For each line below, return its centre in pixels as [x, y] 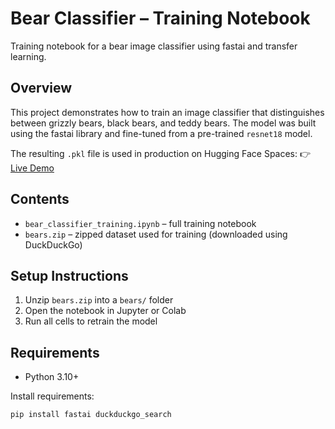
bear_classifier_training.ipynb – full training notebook [140, 223]
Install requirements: [52, 396]
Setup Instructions [69, 275]
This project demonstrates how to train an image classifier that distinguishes [167, 112]
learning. [28, 56]
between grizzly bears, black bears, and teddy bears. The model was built [163, 123]
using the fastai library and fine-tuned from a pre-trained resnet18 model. [161, 133]
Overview [41, 88]
